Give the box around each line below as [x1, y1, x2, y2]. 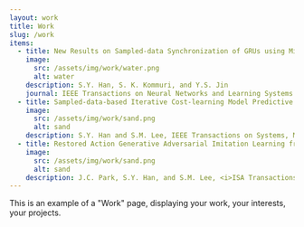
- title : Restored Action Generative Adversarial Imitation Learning [17, 139, 285, 148]
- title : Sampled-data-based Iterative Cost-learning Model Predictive [17, 97, 294, 107]
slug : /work [9, 30, 54, 39]
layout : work [9, 13, 59, 23]
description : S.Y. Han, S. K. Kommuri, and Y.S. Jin [25, 80, 229, 90]
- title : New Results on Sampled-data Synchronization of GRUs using [17, 47, 285, 56]
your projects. [9, 207, 62, 218]
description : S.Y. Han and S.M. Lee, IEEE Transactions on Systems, [25, 131, 290, 140]
